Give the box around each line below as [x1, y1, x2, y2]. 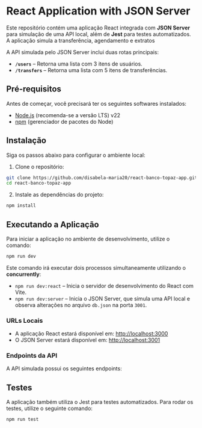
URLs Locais [6, 316, 43, 325]
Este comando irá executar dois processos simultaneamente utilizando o [6, 264, 186, 271]
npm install [6, 203, 36, 209]
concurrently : [6, 271, 41, 278]
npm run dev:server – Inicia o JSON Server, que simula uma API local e [14, 295, 191, 302]
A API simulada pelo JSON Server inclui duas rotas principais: [6, 48, 159, 55]
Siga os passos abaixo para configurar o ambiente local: [6, 151, 145, 159]
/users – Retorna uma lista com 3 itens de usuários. [14, 60, 142, 67]
